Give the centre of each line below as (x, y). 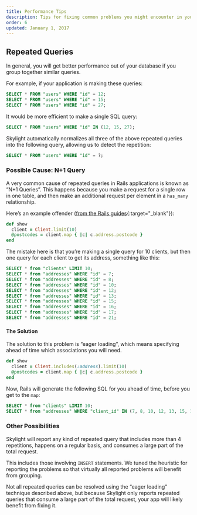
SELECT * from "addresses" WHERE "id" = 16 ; (61, 307)
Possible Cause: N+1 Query (46, 170)
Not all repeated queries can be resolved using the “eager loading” (87, 487)
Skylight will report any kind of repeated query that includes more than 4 (94, 439)
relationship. (21, 202)
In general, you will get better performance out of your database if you (91, 66)
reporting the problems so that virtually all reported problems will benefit (94, 469)
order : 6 (17, 22)
